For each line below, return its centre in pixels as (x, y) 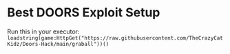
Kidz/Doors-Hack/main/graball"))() (58, 44)
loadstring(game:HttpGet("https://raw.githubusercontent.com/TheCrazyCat (115, 38)
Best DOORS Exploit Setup (84, 13)
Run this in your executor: (43, 31)
